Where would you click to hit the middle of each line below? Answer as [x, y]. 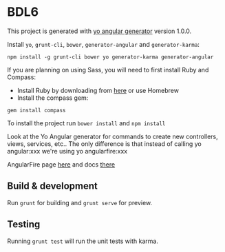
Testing [24, 224]
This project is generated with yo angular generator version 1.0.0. [99, 31]
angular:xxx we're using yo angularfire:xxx [67, 151]
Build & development [52, 186]
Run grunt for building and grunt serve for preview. [80, 202]
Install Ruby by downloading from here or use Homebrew [98, 90]
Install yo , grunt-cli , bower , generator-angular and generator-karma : [103, 44]
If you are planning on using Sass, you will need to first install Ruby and [108, 70]
